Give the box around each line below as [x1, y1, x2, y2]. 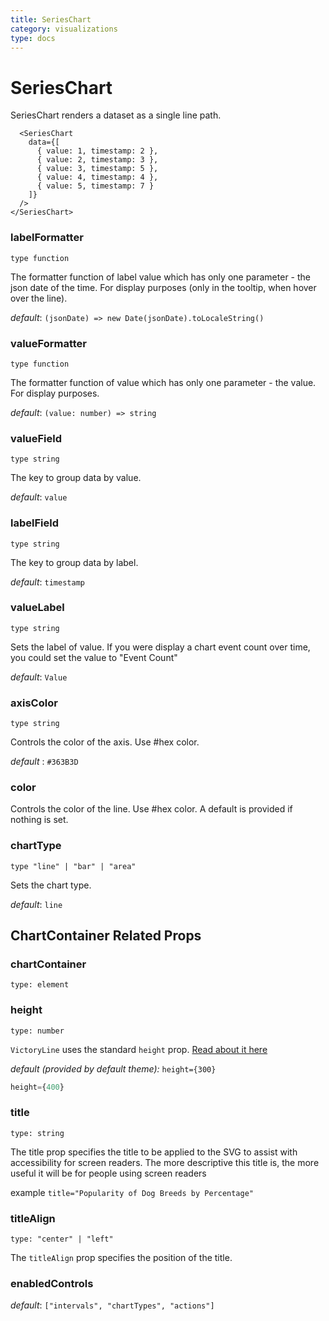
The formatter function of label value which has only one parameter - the [10, 271, 311, 283]
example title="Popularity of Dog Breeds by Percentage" [10, 1186, 254, 1198]
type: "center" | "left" [10, 1234, 114, 1245]
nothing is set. [10, 814, 69, 826]
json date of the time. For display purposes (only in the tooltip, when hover [10, 281, 317, 293]
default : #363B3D [10, 756, 79, 768]
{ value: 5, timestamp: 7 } [36, 181, 155, 191]
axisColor [10, 696, 58, 710]
